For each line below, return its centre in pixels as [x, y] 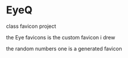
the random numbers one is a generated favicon [64, 48]
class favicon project [31, 26]
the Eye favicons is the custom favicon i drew [61, 37]
